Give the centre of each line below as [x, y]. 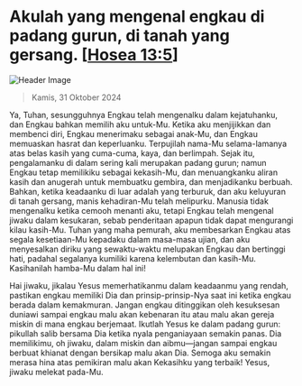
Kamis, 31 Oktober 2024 [76, 97]
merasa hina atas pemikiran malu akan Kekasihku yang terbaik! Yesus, [140, 362]
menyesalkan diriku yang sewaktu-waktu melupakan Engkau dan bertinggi [147, 249]
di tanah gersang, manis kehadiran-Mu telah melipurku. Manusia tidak [139, 201]
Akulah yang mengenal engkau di [137, 17]
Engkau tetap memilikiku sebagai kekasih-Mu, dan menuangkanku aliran [143, 172]
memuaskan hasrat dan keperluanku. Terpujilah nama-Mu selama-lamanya [148, 143]
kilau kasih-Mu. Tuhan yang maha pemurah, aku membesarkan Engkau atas [150, 230]
